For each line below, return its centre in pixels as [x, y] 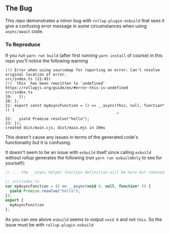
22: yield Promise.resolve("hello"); [47, 119]
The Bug [19, 8]
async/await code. [24, 31]
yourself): [15, 163]
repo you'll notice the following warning [47, 61]
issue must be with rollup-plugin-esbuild [49, 225]
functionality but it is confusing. [38, 143]
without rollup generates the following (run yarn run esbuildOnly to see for [84, 158]
